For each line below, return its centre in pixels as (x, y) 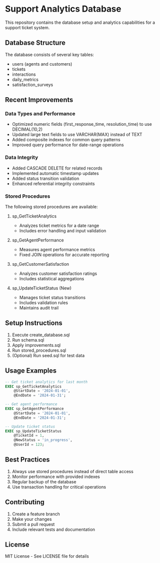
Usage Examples (31, 371)
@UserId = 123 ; (29, 445)
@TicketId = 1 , (29, 436)
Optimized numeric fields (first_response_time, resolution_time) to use (82, 124)
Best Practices (27, 460)
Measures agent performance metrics (57, 250)
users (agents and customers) (42, 64)
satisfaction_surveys (32, 85)
